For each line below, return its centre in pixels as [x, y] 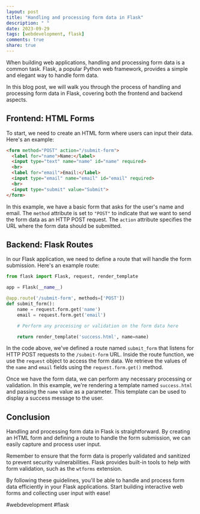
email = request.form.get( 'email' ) [62, 315]
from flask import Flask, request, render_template [72, 277]
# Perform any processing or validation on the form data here [98, 326]
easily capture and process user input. [54, 444]
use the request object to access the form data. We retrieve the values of [97, 361]
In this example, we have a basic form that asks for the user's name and [95, 207]
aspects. [17, 99]
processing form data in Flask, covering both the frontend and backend [95, 93]
